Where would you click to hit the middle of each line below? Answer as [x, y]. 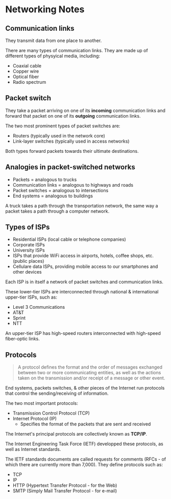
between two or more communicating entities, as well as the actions [89, 373]
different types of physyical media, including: [53, 56]
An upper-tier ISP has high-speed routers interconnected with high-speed [83, 333]
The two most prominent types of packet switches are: [63, 126]
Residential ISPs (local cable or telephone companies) [69, 239]
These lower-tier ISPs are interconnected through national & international [82, 292]
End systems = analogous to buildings [53, 196]
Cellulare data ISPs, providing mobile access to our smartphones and [85, 266]
